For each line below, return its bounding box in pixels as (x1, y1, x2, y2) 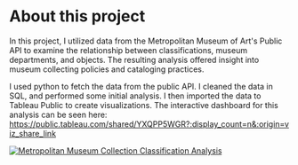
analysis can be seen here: (9, 109, 108, 120)
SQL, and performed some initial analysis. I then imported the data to (9, 90, 262, 101)
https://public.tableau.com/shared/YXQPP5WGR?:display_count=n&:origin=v (9, 118, 289, 130)
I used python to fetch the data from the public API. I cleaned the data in (9, 81, 274, 91)
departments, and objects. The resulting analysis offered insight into (9, 54, 260, 65)
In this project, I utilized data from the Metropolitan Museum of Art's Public (9, 35, 283, 46)
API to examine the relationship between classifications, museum (9, 44, 247, 55)
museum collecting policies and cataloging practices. (9, 64, 205, 75)
